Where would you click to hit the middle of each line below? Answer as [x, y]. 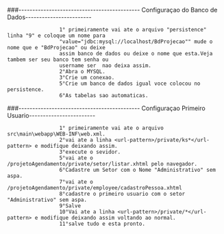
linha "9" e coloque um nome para [57, 36]
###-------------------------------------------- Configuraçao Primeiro [106, 108]
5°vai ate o [76, 158]
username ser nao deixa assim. [105, 66]
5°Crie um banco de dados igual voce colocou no [130, 83]
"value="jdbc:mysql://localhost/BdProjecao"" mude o [136, 42]
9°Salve [70, 206]
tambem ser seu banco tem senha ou [58, 60]
